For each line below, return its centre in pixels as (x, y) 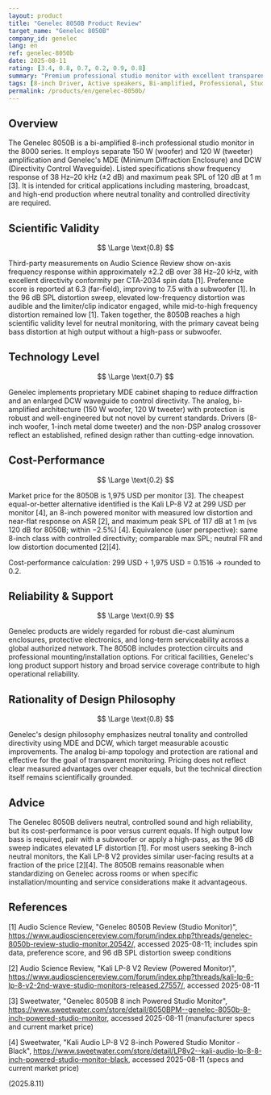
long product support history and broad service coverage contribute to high (134, 665)
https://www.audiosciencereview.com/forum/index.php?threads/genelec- (130, 935)
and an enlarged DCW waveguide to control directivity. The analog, (120, 401)
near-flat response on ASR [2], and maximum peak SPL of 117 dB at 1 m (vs (133, 521)
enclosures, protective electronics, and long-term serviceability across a (129, 640)
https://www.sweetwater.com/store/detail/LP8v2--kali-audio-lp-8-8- (148, 1051)
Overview (33, 123)
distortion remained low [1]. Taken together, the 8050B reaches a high (124, 314)
